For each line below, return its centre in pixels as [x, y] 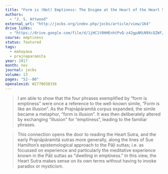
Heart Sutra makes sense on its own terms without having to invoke [87, 161]
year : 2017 [16, 61]
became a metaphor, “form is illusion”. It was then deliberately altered [89, 114]
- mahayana [21, 51]
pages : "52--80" [22, 79]
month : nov [16, 65]
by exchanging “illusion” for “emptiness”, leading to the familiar [82, 119]
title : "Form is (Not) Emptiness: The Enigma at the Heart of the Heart [82, 10]
